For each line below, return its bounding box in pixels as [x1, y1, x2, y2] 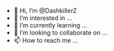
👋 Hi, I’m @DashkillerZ [13, 7, 77, 14]
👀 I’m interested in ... [13, 14, 73, 22]
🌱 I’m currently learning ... [13, 21, 88, 29]
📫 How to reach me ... [13, 37, 78, 44]
